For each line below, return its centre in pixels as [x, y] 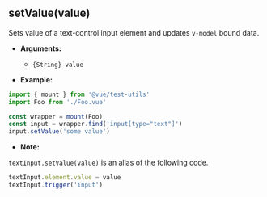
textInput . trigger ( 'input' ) [56, 185]
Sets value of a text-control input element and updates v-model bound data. [134, 32]
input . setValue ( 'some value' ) [59, 132]
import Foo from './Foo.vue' [57, 102]
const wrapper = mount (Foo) [56, 116]
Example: [36, 79]
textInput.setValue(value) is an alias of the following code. [108, 163]
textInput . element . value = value [65, 178]
